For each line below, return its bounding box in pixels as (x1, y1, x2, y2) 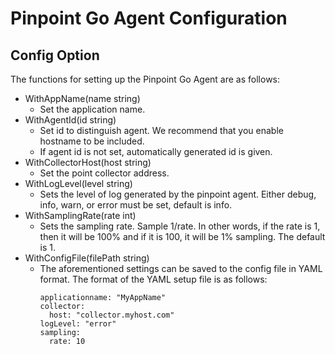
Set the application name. (39, 103, 146, 115)
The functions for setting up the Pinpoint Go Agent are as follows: (10, 73, 281, 85)
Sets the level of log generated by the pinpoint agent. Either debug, (39, 188, 317, 200)
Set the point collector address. (39, 167, 170, 179)
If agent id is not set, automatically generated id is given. (39, 146, 273, 157)
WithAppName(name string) (24, 93, 141, 104)
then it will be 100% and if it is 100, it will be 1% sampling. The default (39, 231, 326, 242)
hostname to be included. (39, 135, 145, 147)
